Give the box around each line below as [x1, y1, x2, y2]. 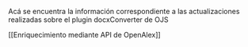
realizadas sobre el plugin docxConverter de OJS [8, 15, 169, 24]
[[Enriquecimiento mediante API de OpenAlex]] [8, 31, 161, 39]
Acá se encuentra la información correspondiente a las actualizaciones [8, 7, 240, 16]
